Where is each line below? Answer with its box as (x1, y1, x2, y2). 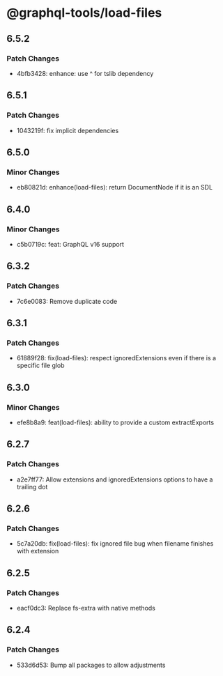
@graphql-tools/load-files (6, 5, 162, 21)
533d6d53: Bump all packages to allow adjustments (16, 661, 166, 669)
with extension (16, 547, 59, 555)
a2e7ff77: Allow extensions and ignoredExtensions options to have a (16, 475, 213, 484)
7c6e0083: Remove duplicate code (16, 297, 118, 305)
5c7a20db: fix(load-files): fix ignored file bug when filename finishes (16, 539, 214, 548)
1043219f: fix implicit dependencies (16, 126, 119, 135)
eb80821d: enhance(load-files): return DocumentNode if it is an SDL (16, 183, 213, 192)
